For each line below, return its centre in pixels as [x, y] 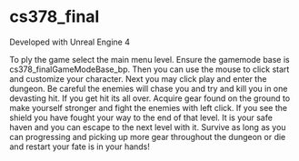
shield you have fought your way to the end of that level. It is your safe [141, 117]
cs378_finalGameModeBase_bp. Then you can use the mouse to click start [149, 69]
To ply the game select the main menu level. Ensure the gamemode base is [149, 59]
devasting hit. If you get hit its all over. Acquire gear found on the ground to [150, 98]
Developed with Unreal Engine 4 [70, 42]
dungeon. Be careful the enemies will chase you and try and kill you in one [149, 88]
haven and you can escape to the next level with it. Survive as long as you [148, 127]
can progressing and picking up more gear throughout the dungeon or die [148, 136]
